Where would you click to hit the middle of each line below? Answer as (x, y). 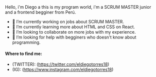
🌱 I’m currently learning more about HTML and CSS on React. (73, 27)
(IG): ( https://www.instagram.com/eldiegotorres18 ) (63, 70)
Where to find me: (24, 54)
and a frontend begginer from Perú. (41, 12)
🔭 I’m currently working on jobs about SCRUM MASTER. (68, 22)
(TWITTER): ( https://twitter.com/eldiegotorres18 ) (61, 64)
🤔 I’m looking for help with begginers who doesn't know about (74, 37)
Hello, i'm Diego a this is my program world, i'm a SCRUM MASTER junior (78, 7)
